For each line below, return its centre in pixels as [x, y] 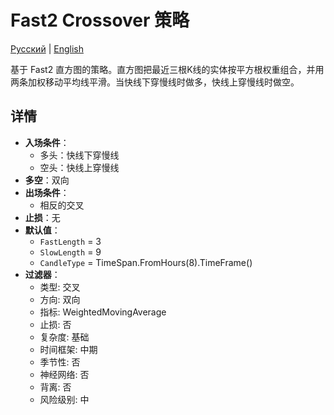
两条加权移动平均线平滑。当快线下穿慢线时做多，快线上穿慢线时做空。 [155, 82]
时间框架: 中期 [68, 349]
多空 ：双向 [47, 180]
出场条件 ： [47, 192]
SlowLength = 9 [70, 252]
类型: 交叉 [60, 287]
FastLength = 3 [70, 241]
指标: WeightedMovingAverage [103, 312]
